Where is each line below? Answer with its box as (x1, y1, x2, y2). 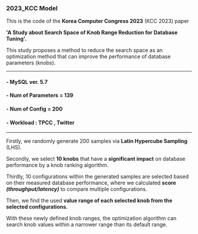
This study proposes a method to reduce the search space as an (6, 47, 163, 54)
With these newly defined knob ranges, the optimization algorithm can (6, 214, 177, 222)
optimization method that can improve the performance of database (6, 53, 171, 60)
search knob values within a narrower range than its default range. (6, 221, 168, 228)
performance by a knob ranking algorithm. (6, 161, 109, 169)
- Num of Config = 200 (6, 105, 63, 113)
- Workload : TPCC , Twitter (6, 119, 75, 126)
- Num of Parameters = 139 (6, 92, 74, 99)
